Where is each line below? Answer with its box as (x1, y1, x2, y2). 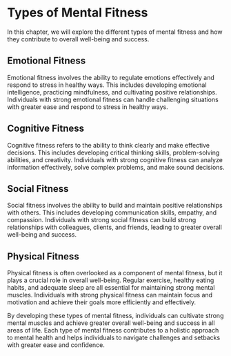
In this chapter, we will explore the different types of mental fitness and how (7, 28, 223, 36)
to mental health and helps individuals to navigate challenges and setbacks (7, 333, 221, 342)
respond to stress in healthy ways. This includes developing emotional (7, 81, 207, 89)
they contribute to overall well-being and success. (7, 34, 150, 43)
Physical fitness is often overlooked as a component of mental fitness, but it (7, 269, 223, 277)
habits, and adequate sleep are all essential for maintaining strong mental (7, 284, 215, 292)
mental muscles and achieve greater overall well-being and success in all (7, 319, 215, 327)
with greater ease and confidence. (7, 341, 105, 349)
